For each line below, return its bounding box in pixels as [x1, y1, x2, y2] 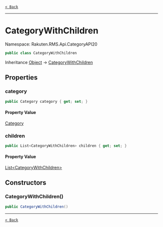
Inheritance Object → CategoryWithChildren [5, 59, 93, 65]
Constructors [5, 178, 47, 187]
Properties [5, 73, 38, 82]
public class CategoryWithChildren [5, 50, 77, 55]
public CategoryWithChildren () [5, 204, 68, 209]
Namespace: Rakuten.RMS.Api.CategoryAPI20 [5, 41, 98, 47]
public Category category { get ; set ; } [5, 99, 88, 104]
